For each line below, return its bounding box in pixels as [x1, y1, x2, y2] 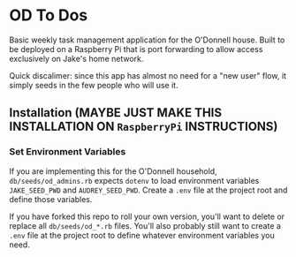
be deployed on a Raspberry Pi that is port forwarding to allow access [9, 43, 263, 54]
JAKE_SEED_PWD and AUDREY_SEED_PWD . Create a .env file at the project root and [9, 185, 288, 195]
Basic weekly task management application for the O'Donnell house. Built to [9, 34, 285, 45]
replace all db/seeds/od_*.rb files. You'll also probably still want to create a [9, 220, 281, 231]
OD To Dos [9, 5, 88, 26]
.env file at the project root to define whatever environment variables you [9, 230, 276, 240]
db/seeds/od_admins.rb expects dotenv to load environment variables [9, 175, 260, 185]
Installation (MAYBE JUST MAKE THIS [9, 105, 223, 120]
